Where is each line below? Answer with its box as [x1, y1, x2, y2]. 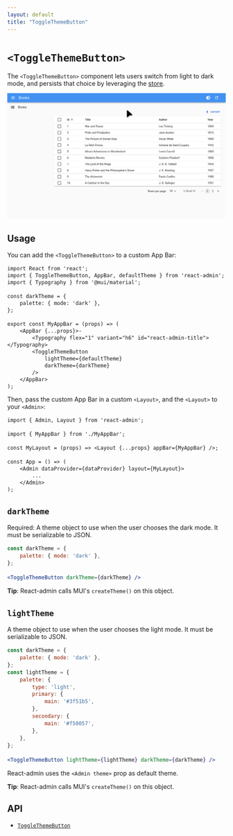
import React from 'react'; [7, 265, 89, 272]
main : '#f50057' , [44, 720, 95, 727]
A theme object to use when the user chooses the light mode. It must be [7, 625, 214, 634]
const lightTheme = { [7, 669, 70, 676]
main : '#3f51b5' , [44, 698, 95, 705]
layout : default [7, 11, 54, 18]
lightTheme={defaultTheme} [44, 356, 123, 363]
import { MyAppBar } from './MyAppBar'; [7, 430, 126, 438]
